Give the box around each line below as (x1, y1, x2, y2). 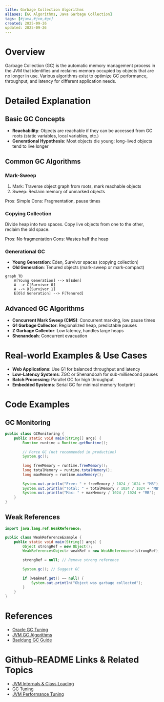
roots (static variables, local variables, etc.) (12, 133, 99, 139)
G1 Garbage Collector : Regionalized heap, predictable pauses (12, 322, 137, 328)
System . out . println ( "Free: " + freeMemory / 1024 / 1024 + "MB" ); (22, 481, 161, 486)
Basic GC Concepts (5, 114, 65, 123)
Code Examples (5, 399, 70, 410)
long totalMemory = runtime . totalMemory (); (22, 468, 112, 473)
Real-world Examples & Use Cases (5, 350, 147, 361)
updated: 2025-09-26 (5, 25, 47, 30)
